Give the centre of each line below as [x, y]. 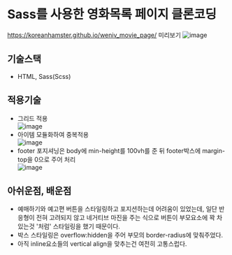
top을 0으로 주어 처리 [46, 159]
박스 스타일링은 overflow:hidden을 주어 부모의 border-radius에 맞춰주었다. [120, 235]
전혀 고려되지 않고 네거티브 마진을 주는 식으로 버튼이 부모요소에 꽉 [125, 218]
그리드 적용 [32, 118]
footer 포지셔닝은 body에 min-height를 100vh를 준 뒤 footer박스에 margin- [121, 150]
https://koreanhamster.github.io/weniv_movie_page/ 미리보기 [94, 35]
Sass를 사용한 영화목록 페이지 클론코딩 [112, 14]
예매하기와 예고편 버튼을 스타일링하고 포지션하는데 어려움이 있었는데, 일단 [117, 209]
